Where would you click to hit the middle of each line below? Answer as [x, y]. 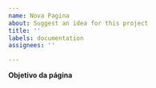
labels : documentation [46, 38]
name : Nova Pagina [39, 16]
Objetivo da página [40, 75]
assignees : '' [32, 46]
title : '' [25, 30]
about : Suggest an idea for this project [78, 23]
